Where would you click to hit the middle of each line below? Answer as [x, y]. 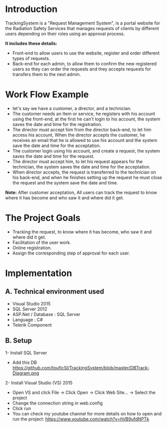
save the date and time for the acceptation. [57, 145]
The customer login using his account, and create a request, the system [86, 150]
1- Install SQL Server [26, 352]
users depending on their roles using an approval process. [65, 33]
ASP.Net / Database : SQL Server [46, 314]
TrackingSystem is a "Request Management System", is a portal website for [83, 23]
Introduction [31, 9]
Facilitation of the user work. [42, 242]
